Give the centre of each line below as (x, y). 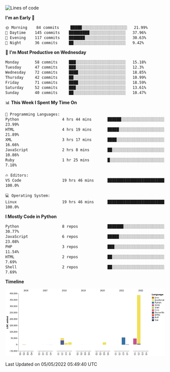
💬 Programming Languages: (32, 114)
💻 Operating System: (28, 196)
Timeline (15, 282)
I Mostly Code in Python (31, 216)
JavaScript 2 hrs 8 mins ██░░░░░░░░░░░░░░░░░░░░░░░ (85, 150)
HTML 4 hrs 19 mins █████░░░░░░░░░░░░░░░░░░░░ (85, 130)
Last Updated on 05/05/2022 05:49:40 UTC (51, 364)
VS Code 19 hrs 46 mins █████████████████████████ (85, 180)
